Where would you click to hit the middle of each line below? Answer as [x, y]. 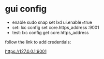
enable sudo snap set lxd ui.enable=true [52, 22]
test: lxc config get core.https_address [50, 32]
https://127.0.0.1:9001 [26, 51]
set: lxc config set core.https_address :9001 [55, 27]
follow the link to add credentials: [38, 42]
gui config [26, 9]
